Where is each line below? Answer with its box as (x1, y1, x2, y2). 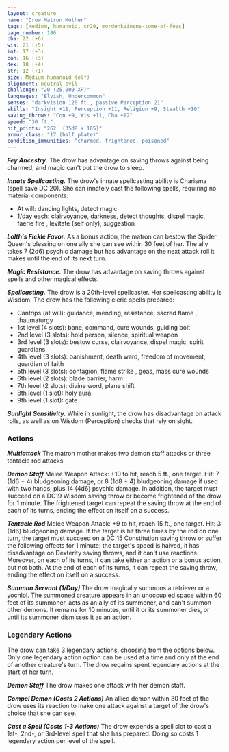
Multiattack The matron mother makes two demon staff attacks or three (7, 450, 211, 458)
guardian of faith (16, 360, 64, 368)
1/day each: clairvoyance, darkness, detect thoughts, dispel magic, (16, 212, 206, 220)
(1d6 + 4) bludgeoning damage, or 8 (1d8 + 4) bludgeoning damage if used (7, 477, 219, 485)
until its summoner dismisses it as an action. (7, 613, 132, 621)
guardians (16, 345, 46, 354)
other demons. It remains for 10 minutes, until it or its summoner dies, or (7, 606, 210, 614)
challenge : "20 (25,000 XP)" (7, 86, 90, 93)
